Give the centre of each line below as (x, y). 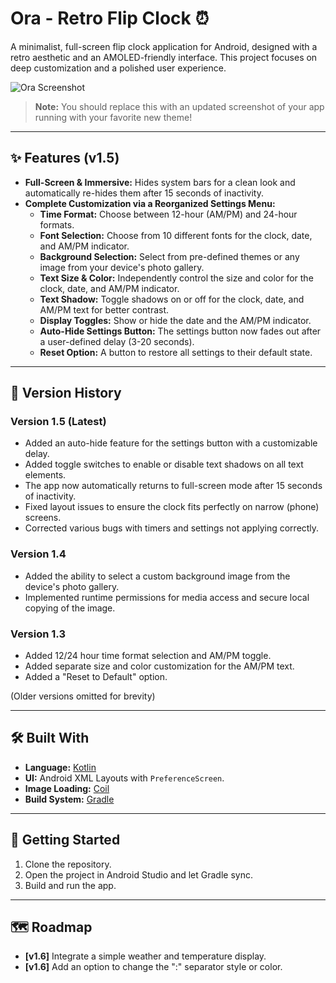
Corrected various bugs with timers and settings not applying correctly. (172, 528)
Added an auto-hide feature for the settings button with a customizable (171, 443)
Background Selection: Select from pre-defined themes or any (169, 256)
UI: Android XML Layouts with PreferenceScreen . (124, 778)
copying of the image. (70, 608)
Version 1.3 (38, 634)
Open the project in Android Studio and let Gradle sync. (138, 874)
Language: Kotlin (60, 767)
